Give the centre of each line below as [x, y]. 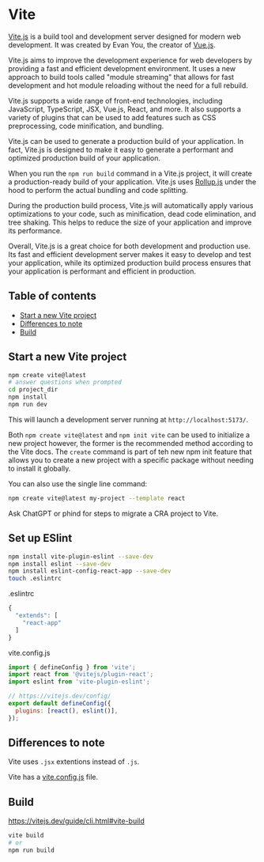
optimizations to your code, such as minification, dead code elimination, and [132, 214]
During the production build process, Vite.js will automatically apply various [131, 205]
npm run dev [28, 405]
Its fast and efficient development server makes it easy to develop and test [130, 254]
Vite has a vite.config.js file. [53, 777]
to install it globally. [40, 468]
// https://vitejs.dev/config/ [60, 696]
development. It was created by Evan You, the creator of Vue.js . [112, 44]
